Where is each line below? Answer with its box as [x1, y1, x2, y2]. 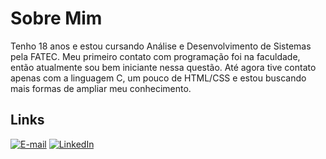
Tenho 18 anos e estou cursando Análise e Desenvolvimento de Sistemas [10, 40, 312, 52]
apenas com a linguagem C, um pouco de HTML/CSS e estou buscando [10, 72, 307, 84]
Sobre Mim [10, 7, 103, 30]
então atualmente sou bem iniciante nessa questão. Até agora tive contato [10, 61, 317, 73]
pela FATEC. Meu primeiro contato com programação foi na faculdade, [10, 50, 301, 62]
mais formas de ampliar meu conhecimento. [10, 82, 192, 94]
